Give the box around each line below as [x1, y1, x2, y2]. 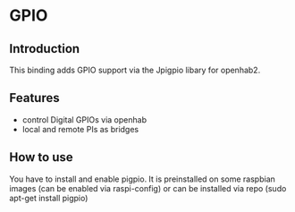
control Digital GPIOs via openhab [21, 114, 147, 125]
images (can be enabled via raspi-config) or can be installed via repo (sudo [9, 182, 287, 193]
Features [9, 90, 60, 106]
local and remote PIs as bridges [21, 123, 139, 134]
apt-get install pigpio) [9, 192, 88, 203]
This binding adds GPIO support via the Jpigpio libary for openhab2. [9, 64, 261, 75]
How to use [9, 149, 73, 165]
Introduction [9, 41, 80, 56]
